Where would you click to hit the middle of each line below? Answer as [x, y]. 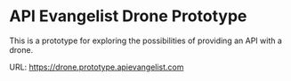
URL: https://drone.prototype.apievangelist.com [97, 67]
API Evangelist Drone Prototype [128, 16]
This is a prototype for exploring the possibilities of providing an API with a [146, 40]
